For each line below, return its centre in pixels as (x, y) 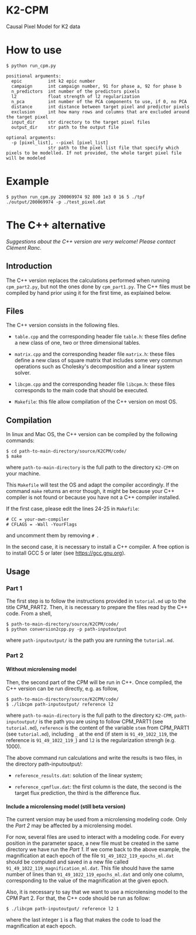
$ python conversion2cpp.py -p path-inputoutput (66, 629)
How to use (34, 50)
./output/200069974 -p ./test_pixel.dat (56, 202)
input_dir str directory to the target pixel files (81, 122)
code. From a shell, (29, 613)
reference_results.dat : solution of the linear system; (78, 775)
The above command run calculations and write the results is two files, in (94, 758)
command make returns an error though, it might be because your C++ (90, 491)
